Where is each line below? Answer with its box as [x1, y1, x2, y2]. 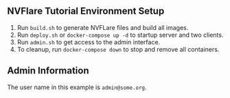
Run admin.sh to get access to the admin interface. [16, 37, 161, 46]
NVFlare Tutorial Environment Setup [7, 5, 165, 17]
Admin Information [7, 65, 89, 77]
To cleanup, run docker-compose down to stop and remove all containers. [16, 45, 220, 53]
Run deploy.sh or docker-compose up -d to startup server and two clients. [16, 31, 224, 39]
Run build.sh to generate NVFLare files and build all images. [16, 23, 189, 31]
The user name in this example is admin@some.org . [7, 83, 147, 91]
